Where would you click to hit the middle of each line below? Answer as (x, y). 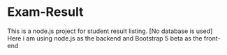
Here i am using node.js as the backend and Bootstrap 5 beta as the (105, 38)
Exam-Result (45, 12)
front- (212, 38)
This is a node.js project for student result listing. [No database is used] (110, 31)
